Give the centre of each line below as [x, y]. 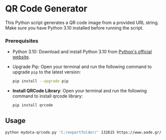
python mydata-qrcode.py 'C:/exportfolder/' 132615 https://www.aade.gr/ [83, 132]
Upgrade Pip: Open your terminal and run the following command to [82, 67]
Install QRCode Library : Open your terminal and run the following [80, 91]
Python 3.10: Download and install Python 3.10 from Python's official [82, 52]
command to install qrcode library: [48, 96]
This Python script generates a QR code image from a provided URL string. [82, 22]
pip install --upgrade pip [40, 81]
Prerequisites [22, 40]
